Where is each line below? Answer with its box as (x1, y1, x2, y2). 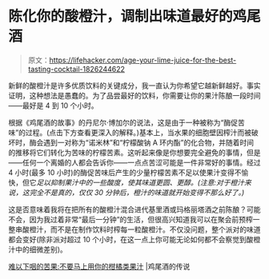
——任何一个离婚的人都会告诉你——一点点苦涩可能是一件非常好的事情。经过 (8, 157, 261, 167)
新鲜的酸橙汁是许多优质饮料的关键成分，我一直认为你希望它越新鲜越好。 (8, 81, 247, 90)
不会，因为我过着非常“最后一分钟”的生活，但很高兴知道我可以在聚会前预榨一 (8, 214, 260, 224)
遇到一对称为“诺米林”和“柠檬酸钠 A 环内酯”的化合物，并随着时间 (42, 138, 255, 147)
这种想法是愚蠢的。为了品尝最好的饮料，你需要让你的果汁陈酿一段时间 (29, 90, 261, 100)
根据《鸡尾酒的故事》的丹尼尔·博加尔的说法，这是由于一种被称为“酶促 (8, 118, 239, 127)
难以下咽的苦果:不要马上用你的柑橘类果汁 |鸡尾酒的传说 (8, 261, 191, 271)
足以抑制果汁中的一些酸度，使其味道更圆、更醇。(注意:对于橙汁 (36, 177, 245, 187)
